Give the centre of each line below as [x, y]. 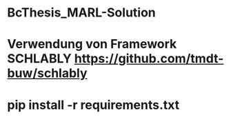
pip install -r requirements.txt [93, 105]
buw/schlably [47, 73]
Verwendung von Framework [92, 44]
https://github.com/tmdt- [149, 59]
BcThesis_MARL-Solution [82, 13]
